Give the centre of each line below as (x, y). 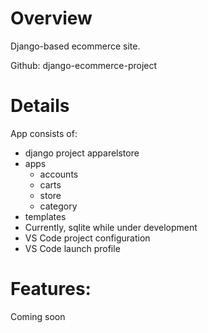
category (58, 206)
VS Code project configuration (87, 238)
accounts (59, 174)
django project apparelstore (82, 153)
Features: (51, 289)
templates (45, 216)
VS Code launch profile (72, 248)
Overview (51, 18)
